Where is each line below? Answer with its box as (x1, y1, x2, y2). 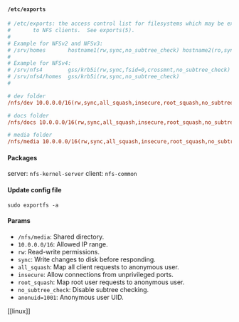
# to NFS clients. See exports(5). (7, 27, 135, 34)
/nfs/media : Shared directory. (17, 232, 105, 241)
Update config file (7, 186, 62, 194)
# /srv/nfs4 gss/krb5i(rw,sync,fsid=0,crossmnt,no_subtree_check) (7, 66, 231, 74)
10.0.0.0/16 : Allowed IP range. (17, 239, 108, 249)
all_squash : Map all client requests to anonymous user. (17, 262, 179, 271)
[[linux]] (7, 306, 31, 315)
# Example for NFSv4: (7, 60, 72, 67)
